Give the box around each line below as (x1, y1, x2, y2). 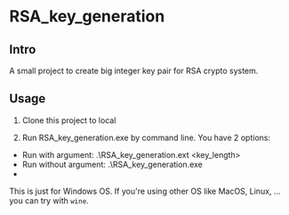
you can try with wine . (9, 194, 89, 206)
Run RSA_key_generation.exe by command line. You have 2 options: (21, 132, 271, 143)
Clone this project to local (21, 114, 116, 126)
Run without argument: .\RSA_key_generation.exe (21, 159, 203, 170)
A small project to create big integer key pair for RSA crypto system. (9, 65, 259, 76)
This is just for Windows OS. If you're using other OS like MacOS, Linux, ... (9, 186, 281, 196)
